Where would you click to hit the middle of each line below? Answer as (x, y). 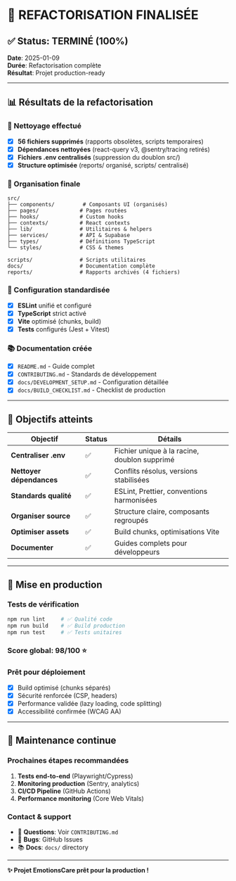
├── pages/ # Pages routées (67, 211)
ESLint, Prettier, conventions (161, 491)
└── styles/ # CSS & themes (66, 248)
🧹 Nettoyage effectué (45, 126)
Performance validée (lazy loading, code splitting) (90, 703)
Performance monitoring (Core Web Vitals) (80, 798)
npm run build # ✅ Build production (66, 626)
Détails (170, 439)
